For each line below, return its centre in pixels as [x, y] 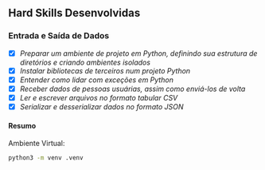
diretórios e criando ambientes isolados [85, 62]
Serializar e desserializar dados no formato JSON [101, 107]
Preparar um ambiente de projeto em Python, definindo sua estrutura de [138, 53]
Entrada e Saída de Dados [59, 36]
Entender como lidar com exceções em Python [96, 80]
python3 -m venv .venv [46, 158]
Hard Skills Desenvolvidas [74, 13]
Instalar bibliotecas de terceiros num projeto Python [105, 70]
